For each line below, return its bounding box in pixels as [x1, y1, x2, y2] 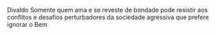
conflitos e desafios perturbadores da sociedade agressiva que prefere [7, 13, 209, 21]
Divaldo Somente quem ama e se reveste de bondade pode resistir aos [7, 6, 208, 14]
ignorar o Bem [7, 21, 47, 28]
